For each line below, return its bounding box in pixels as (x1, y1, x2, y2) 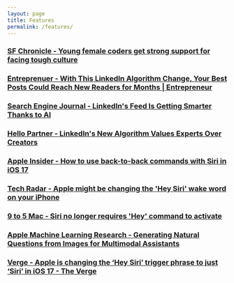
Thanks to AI (7, 110, 51, 119)
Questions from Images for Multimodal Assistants (7, 238, 180, 248)
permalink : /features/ (7, 23, 73, 30)
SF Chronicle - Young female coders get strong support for (7, 46, 211, 56)
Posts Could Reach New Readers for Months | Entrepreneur (7, 82, 213, 92)
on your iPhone (7, 192, 60, 202)
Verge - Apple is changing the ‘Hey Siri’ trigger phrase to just (7, 257, 219, 267)
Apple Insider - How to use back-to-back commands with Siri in (7, 156, 227, 166)
